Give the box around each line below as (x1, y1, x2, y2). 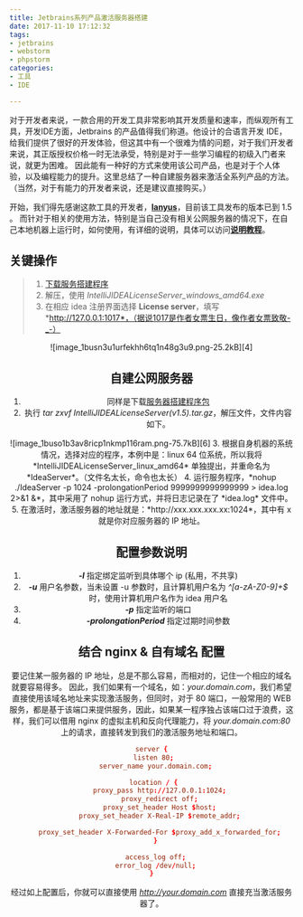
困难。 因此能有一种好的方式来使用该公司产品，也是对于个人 (48, 159, 272, 170)
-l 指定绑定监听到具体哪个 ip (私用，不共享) (78, 571, 239, 581)
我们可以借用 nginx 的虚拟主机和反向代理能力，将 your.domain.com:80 (28, 715, 291, 726)
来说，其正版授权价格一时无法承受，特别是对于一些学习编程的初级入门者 (9, 148, 278, 159)
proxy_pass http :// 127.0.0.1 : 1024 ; (93, 786, 227, 796)
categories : (9, 64, 54, 73)
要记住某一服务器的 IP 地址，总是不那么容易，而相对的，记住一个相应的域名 (11, 670, 292, 681)
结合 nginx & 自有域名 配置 (78, 644, 225, 660)
